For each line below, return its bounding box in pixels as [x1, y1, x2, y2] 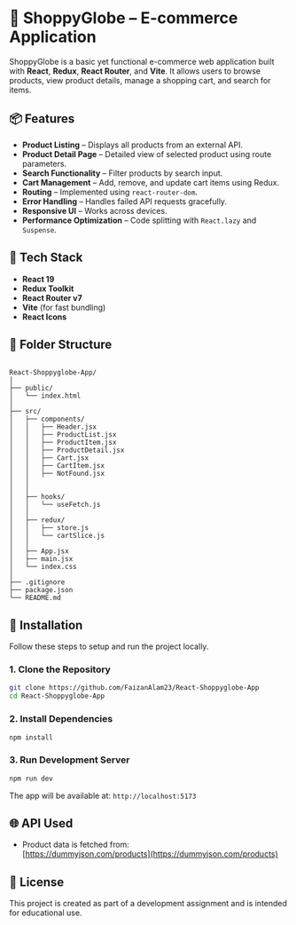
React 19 [21, 273, 55, 284]
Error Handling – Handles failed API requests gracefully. [21, 195, 228, 207]
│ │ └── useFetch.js [9, 501, 101, 510]
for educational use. [9, 907, 82, 918]
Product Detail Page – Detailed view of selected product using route [21, 148, 272, 159]
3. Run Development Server [9, 754, 130, 766]
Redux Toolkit [21, 283, 74, 294]
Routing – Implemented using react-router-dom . [21, 186, 198, 197]
